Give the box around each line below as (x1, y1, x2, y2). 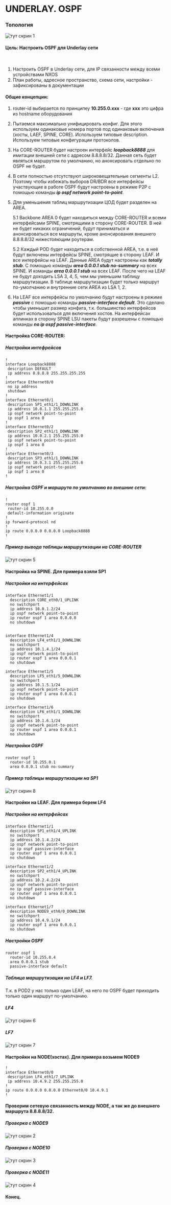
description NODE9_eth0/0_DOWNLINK (10, 909, 86, 914)
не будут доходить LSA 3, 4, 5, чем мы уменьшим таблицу (12, 273, 140, 279)
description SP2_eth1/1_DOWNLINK (7, 429, 79, 434)
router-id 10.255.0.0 (7, 506, 54, 512)
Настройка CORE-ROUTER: (5, 333, 65, 339)
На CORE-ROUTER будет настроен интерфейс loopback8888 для (12, 147, 155, 153)
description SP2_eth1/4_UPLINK (10, 869, 77, 874)
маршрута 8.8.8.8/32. (5, 1108, 55, 1115)
